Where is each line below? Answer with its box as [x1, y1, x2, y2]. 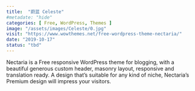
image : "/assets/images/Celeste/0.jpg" [6, 25, 107, 32]
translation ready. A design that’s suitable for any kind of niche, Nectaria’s [6, 71, 190, 78]
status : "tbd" [6, 43, 42, 48]
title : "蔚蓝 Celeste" [6, 8, 65, 15]
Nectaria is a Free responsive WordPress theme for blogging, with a [6, 58, 174, 66]
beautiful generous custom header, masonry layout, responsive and [6, 65, 174, 72]
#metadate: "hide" [6, 14, 53, 20]
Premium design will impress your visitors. [6, 77, 112, 84]
